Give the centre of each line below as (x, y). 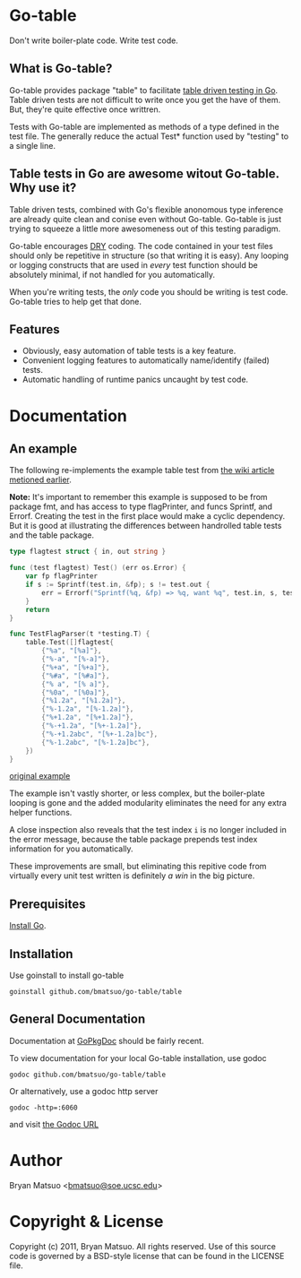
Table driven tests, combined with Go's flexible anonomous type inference (146, 209)
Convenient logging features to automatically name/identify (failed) (146, 360)
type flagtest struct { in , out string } (88, 552)
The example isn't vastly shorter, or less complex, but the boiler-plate (138, 793)
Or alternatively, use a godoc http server (84, 1091)
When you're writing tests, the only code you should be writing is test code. (149, 291)
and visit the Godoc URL (54, 1124)
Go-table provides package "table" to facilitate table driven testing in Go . (144, 90)
